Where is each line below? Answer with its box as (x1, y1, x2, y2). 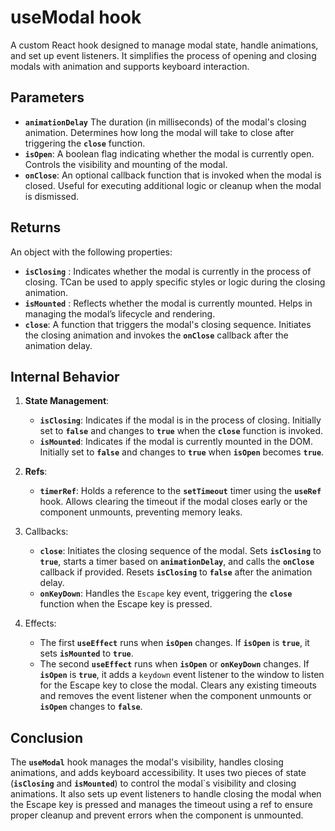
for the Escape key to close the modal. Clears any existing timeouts (39, 679, 317, 691)
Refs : (24, 466, 48, 478)
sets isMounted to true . (39, 647, 134, 660)
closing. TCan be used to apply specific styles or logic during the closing (24, 276, 326, 288)
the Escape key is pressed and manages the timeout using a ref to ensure (10, 799, 314, 811)
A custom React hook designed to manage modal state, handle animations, (10, 39, 319, 51)
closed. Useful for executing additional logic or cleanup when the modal (24, 179, 322, 191)
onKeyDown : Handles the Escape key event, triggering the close (39, 587, 293, 600)
